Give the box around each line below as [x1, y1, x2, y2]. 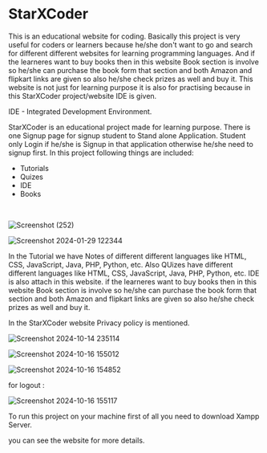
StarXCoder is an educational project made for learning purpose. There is [8, 122, 251, 132]
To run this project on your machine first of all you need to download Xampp [8, 411, 260, 421]
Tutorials [19, 163, 50, 173]
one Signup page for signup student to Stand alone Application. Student [8, 130, 246, 141]
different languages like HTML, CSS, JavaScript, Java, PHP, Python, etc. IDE [8, 268, 260, 278]
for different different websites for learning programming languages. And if [8, 48, 255, 58]
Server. [8, 419, 32, 430]
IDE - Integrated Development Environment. [8, 106, 152, 116]
